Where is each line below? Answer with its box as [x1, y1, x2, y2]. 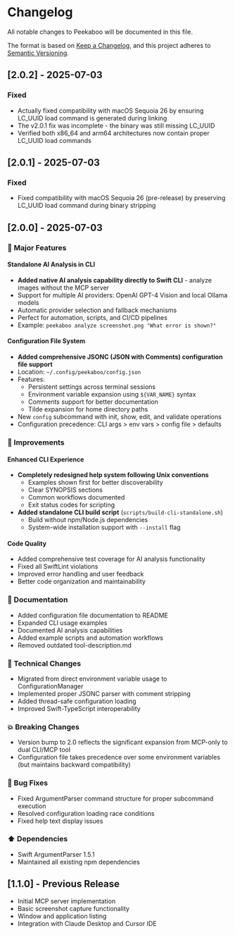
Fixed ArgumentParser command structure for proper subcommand [17, 794, 214, 803]
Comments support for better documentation [27, 397, 158, 406]
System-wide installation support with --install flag [27, 523, 181, 532]
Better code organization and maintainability [17, 577, 146, 586]
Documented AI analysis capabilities [17, 626, 123, 634]
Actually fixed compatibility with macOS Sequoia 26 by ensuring [17, 106, 204, 115]
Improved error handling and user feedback [17, 570, 144, 578]
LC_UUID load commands [17, 136, 91, 144]
